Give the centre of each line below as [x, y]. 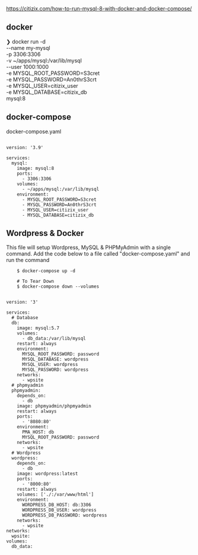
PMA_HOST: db [38, 432]
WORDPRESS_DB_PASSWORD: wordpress [65, 515]
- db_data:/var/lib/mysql [54, 339]
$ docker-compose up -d [46, 271]
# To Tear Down [36, 282]
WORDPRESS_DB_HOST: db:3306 [57, 505]
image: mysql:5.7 [38, 328]
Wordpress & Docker [45, 233]
